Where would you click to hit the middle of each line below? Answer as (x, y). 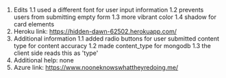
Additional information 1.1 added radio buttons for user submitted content (116, 39)
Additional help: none (43, 60)
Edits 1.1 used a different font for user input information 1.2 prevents (109, 10)
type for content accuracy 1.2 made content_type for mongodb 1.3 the (112, 46)
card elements (34, 24)
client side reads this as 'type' (56, 53)
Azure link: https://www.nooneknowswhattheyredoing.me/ (96, 67)
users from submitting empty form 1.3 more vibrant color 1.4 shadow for (115, 17)
